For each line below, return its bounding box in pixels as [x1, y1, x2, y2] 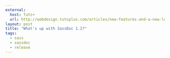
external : [5, 7, 26, 13]
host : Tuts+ [10, 12, 35, 17]
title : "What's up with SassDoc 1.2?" [5, 26, 87, 31]
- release [10, 45, 30, 50]
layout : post [5, 21, 33, 27]
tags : [5, 31, 17, 36]
